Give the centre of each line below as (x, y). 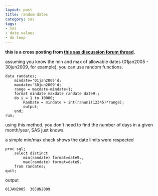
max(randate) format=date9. (52, 162)
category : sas (20, 19)
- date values (20, 33)
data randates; (21, 76)
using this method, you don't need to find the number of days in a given (79, 124)
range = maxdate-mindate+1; (43, 89)
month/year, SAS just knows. (35, 130)
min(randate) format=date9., (54, 157)
